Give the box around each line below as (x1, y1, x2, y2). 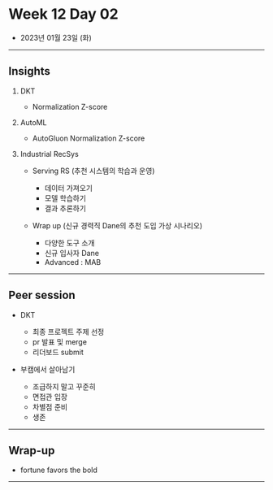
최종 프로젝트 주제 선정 (32, 327, 105, 336)
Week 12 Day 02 (8, 5, 119, 24)
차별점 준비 (32, 401, 67, 411)
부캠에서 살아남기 (19, 364, 76, 374)
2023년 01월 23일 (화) (19, 33, 92, 42)
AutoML (19, 117, 47, 127)
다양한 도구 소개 (44, 237, 95, 248)
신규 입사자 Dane (44, 248, 100, 258)
